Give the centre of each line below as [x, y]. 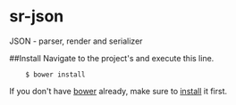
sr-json [37, 16]
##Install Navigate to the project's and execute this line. [112, 58]
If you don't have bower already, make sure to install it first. [118, 91]
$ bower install [56, 74]
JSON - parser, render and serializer [76, 41]
